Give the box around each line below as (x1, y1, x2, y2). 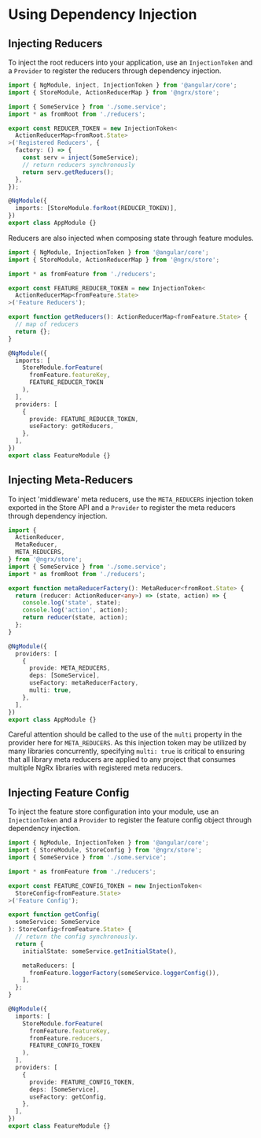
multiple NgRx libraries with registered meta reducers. (8, 763, 183, 773)
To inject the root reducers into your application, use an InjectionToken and (8, 57, 253, 67)
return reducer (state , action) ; (22, 614, 128, 622)
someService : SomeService (15, 918, 101, 926)
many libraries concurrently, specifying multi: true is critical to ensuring (8, 746, 245, 756)
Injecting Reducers (8, 37, 103, 50)
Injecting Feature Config (8, 785, 130, 800)
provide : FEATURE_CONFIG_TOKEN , (28, 1078, 135, 1086)
